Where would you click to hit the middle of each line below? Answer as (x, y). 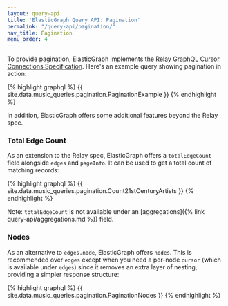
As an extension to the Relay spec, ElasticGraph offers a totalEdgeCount (110, 156)
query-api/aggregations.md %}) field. (60, 219)
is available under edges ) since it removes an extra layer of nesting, (102, 267)
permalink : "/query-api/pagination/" (61, 26)
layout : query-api (34, 13)
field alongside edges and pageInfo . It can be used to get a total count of (110, 163)
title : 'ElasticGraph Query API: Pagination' (74, 20)
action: (17, 74)
